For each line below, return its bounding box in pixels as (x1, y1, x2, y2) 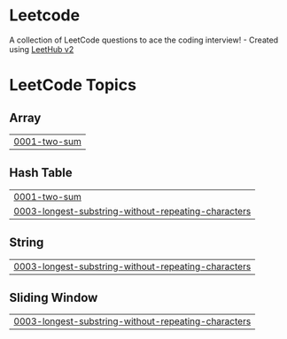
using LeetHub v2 (9, 43, 74, 54)
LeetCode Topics (9, 75, 137, 96)
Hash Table (9, 166, 73, 181)
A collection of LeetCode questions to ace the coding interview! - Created (9, 35, 279, 45)
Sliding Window (9, 289, 98, 305)
